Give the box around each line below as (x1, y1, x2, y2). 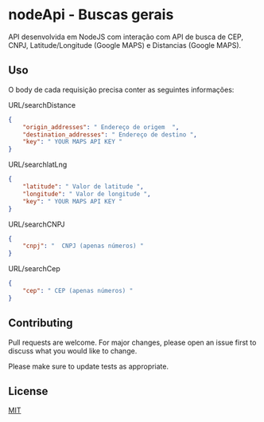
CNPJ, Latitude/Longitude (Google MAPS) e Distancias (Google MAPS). (8, 40, 242, 49)
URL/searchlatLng (8, 160, 68, 169)
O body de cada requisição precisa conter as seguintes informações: (8, 85, 235, 94)
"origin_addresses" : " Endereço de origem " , (22, 123, 180, 131)
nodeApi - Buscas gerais (8, 6, 174, 24)
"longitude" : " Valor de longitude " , (22, 190, 151, 198)
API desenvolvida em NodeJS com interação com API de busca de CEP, (8, 32, 244, 41)
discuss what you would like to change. (8, 345, 138, 356)
